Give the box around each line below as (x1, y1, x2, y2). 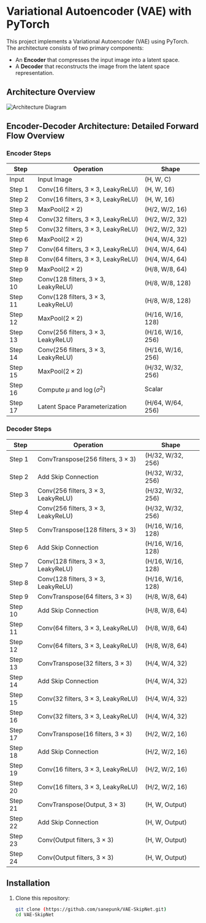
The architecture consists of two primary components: (6, 44, 144, 52)
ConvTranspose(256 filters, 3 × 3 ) (37, 454, 137, 463)
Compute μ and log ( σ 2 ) (37, 384, 106, 394)
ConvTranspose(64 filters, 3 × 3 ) (37, 592, 132, 601)
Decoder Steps (6, 425, 52, 434)
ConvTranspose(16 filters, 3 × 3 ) (37, 730, 132, 738)
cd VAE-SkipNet (15, 912, 55, 918)
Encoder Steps (6, 149, 51, 158)
